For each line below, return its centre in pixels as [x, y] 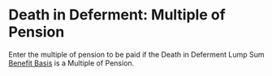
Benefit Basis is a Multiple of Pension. [71, 63]
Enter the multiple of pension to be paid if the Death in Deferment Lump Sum [136, 54]
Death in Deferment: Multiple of [117, 15]
